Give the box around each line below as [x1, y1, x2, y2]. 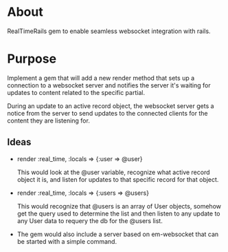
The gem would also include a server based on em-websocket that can [16, 230, 219, 238]
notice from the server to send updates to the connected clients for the [7, 109, 208, 117]
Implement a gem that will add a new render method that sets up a [7, 74, 195, 82]
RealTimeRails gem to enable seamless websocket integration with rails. [7, 27, 211, 35]
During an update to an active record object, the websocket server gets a [7, 101, 214, 110]
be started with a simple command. [16, 237, 117, 245]
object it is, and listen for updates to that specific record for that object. [16, 175, 219, 183]
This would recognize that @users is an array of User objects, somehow [16, 202, 222, 210]
